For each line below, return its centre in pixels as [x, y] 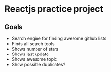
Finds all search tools [33, 44]
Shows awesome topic [34, 59]
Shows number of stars [35, 49]
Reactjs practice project [54, 9]
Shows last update [30, 54]
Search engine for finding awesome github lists [59, 38]
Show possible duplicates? [38, 64]
